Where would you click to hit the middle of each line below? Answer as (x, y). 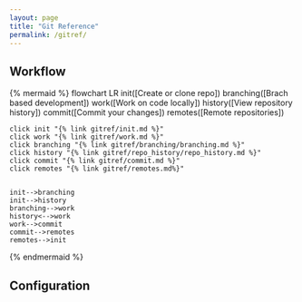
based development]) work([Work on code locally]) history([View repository (151, 103)
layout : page (34, 18)
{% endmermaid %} (47, 257)
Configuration (50, 285)
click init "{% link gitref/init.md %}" (87, 129)
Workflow (38, 71)
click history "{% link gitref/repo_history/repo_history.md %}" (135, 153)
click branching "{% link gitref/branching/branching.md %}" (127, 145)
